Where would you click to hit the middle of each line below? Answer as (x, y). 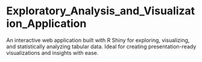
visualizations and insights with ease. (52, 52)
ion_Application (46, 24)
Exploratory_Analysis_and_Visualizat (101, 11)
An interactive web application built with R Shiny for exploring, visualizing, (98, 40)
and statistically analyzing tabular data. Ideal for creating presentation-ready (101, 46)
